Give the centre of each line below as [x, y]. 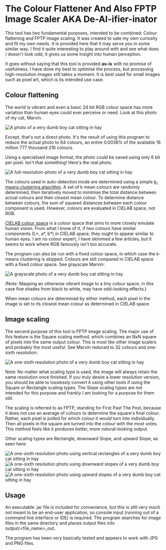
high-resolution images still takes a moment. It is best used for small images [83, 74]
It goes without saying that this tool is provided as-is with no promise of [79, 64]
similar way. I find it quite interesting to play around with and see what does [82, 49]
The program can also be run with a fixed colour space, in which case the [80, 253]
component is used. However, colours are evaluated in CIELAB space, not [80, 208]
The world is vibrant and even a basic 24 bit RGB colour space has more [79, 107]
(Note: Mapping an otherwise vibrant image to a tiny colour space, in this [80, 283]
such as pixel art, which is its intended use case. [55, 79]
